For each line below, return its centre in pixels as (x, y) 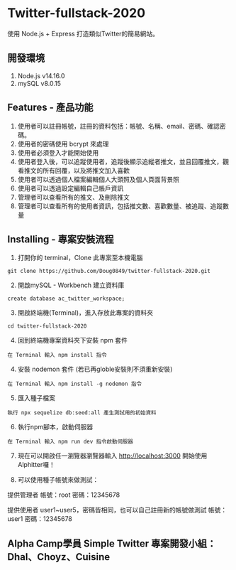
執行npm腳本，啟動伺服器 (55, 427)
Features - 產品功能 (50, 108)
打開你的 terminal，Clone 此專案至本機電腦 (80, 258)
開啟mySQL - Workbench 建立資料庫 (71, 285)
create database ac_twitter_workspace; (66, 299)
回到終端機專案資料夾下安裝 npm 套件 (72, 340)
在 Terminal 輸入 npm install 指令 (57, 355)
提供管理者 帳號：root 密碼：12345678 (64, 495)
